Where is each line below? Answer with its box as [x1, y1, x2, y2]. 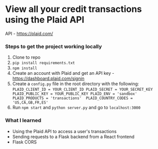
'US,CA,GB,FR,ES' [12, 100, 49, 105]
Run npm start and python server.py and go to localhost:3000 [12, 105, 141, 111]
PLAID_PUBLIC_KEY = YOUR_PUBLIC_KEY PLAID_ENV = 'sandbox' [12, 91, 138, 97]
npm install [12, 66, 37, 71]
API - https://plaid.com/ [5, 30, 53, 36]
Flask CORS [12, 139, 37, 145]
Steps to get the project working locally [5, 43, 102, 50]
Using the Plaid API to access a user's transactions [12, 128, 117, 134]
